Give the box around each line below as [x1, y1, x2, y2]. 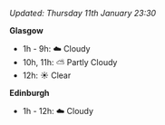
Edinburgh [9, 88, 50, 98]
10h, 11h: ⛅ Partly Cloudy [22, 57, 118, 67]
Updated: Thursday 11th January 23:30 [9, 8, 157, 18]
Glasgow [9, 25, 44, 35]
